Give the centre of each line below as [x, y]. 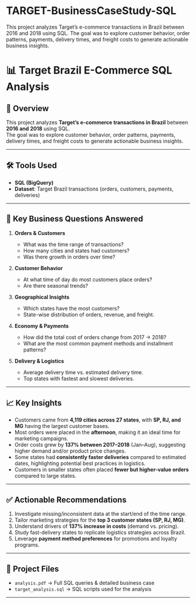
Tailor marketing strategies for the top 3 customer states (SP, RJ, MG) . [100, 520]
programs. [27, 545]
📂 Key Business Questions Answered [75, 219]
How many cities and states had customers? [76, 250]
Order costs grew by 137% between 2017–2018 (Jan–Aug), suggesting [100, 445]
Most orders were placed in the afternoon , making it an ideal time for [97, 432]
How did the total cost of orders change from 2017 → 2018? [95, 337]
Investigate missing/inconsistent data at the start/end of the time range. [100, 514]
